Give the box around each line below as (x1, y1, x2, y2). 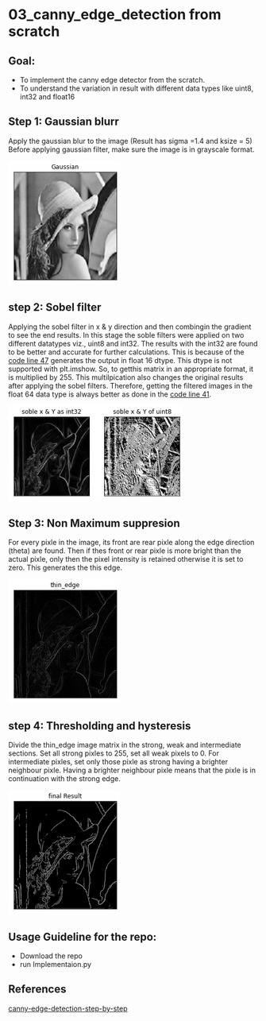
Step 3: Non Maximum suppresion (8, 516, 180, 530)
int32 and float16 (19, 92, 75, 101)
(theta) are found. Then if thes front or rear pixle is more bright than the (8, 546, 242, 555)
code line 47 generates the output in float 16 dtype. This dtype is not (8, 355, 233, 365)
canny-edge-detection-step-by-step (8, 1004, 129, 1013)
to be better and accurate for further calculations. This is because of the (8, 347, 245, 357)
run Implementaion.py (19, 960, 92, 969)
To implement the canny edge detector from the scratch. (19, 75, 206, 84)
